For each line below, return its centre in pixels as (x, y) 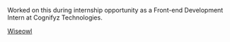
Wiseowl (20, 31)
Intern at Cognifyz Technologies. (55, 17)
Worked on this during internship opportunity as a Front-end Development (115, 10)
